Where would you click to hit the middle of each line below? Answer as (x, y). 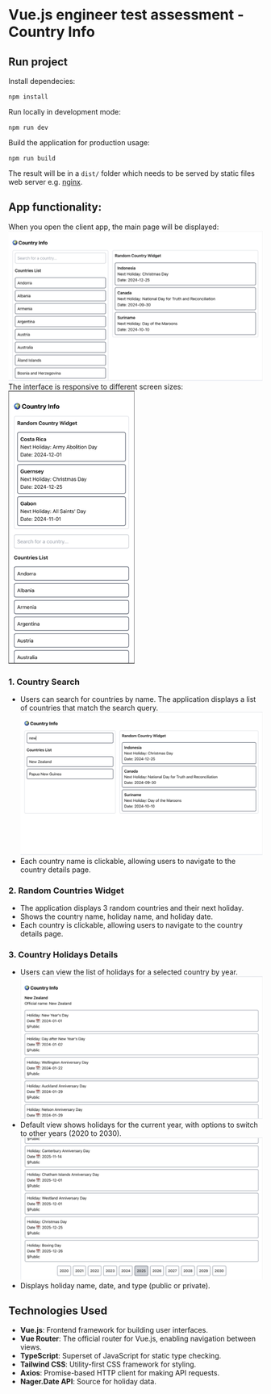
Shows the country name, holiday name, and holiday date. (117, 916)
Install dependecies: (42, 81)
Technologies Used (58, 1311)
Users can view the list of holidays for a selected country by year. (129, 972)
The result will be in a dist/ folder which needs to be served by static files (132, 173)
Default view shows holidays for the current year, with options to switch (139, 1125)
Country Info (52, 32)
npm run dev (28, 127)
